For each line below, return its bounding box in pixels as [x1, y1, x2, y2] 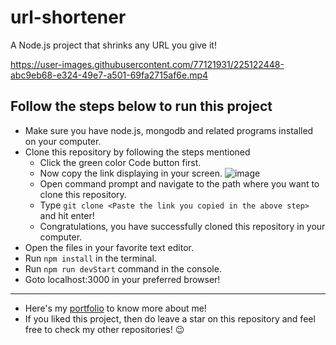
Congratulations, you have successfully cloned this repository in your [39, 220, 326, 232]
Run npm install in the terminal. [24, 252, 157, 264]
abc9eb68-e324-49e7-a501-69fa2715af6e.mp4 [10, 69, 209, 81]
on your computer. [24, 135, 102, 147]
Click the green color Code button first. [39, 156, 202, 168]
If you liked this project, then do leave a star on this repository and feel [24, 312, 316, 325]
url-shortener [10, 6, 127, 29]
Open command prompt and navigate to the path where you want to [39, 177, 320, 190]
